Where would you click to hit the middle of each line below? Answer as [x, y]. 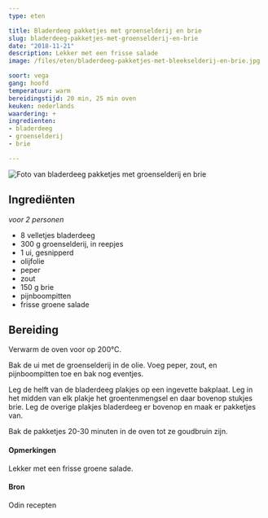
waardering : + [33, 114]
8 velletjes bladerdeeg [57, 235]
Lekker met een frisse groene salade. [71, 468]
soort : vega [29, 76]
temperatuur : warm [40, 90]
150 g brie [37, 287]
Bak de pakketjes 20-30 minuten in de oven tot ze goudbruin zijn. [118, 432]
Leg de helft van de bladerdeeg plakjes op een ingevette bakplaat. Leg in [131, 390]
